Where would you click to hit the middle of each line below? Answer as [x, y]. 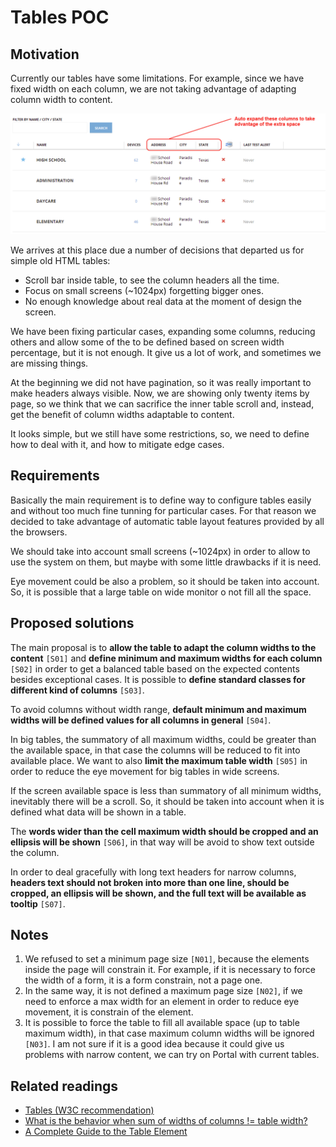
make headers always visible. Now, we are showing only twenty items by [160, 393]
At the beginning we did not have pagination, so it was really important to [161, 382]
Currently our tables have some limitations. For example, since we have [157, 78]
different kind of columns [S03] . [77, 690]
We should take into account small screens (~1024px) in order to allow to [160, 551]
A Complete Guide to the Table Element [106, 1132]
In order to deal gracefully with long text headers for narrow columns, [153, 872]
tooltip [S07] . [38, 903]
